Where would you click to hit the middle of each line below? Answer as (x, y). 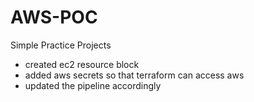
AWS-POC (54, 17)
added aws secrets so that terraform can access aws (134, 75)
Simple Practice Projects (61, 45)
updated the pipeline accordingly (93, 85)
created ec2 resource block (82, 64)
